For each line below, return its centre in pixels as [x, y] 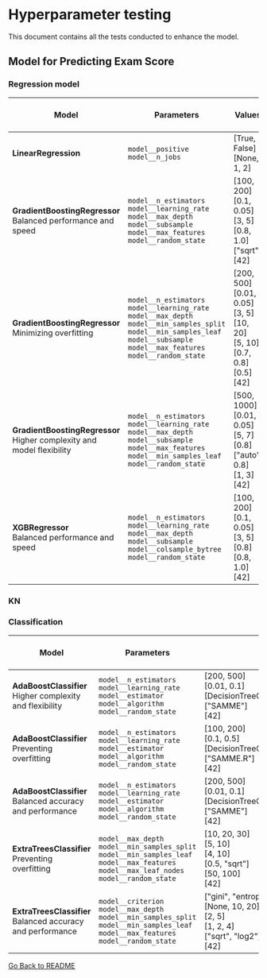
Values [248, 114]
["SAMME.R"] [230, 758]
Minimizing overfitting [53, 333]
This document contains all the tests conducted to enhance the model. [124, 37]
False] [245, 148]
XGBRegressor [41, 528]
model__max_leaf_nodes [141, 870]
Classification [36, 622]
